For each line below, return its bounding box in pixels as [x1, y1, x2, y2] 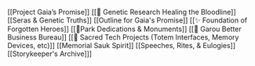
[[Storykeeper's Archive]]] [7, 49, 92, 58]
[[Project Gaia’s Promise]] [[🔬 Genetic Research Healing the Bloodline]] [7, 8, 236, 16]
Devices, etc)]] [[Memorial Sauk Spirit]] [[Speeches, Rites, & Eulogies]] [7, 41, 236, 50]
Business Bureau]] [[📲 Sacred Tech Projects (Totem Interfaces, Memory [7, 33, 239, 42]
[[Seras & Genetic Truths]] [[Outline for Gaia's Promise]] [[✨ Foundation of [7, 16, 248, 25]
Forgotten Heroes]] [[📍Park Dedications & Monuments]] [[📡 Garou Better [7, 24, 242, 33]
